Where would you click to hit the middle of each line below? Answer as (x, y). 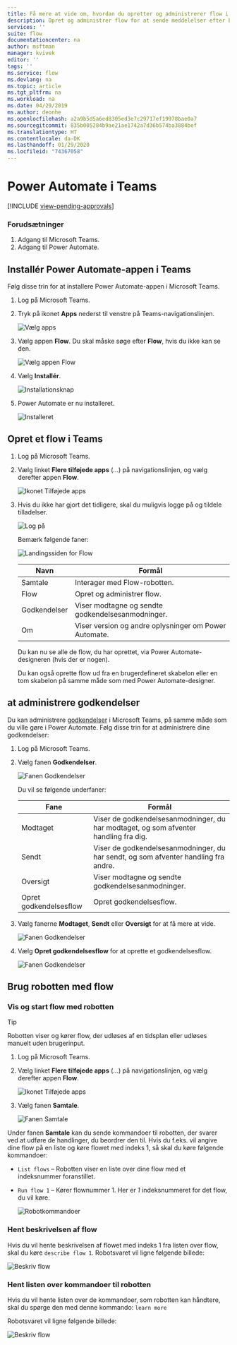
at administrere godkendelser (74, 703)
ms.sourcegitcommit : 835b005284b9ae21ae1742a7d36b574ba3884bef (102, 125)
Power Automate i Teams (82, 187)
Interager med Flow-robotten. (124, 582)
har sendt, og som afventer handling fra (159, 857)
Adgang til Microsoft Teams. (59, 240)
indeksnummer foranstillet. (56, 1176)
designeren (34, 659)
